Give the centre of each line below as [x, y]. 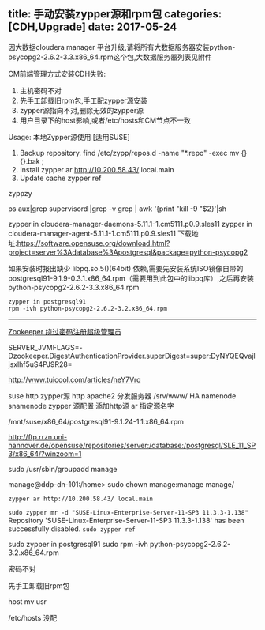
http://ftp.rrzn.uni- [38, 436]
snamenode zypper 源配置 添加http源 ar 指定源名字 [91, 406]
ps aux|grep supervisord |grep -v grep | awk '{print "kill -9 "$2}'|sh [118, 209]
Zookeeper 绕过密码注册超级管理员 [65, 331]
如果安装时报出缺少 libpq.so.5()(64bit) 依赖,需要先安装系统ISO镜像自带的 [126, 268]
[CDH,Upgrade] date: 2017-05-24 [93, 27]
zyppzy [21, 193]
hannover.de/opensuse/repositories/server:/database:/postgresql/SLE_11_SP [132, 445]
